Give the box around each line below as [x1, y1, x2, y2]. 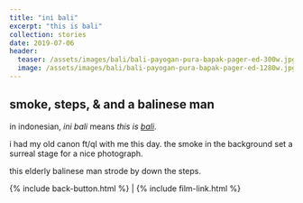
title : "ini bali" [9, 13, 78, 23]
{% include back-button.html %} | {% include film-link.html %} [9, 182, 242, 194]
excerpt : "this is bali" [9, 22, 103, 31]
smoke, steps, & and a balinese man [9, 97, 215, 113]
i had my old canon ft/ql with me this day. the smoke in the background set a [9, 138, 293, 149]
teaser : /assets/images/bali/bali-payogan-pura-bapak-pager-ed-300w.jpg [17, 55, 297, 64]
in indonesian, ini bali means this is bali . [9, 121, 157, 132]
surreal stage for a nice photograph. [9, 148, 143, 159]
